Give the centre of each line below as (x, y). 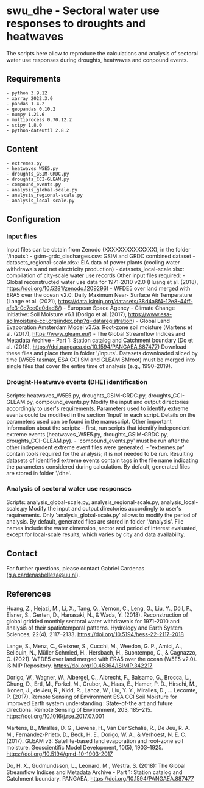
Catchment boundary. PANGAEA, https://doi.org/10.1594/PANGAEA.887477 (100, 779)
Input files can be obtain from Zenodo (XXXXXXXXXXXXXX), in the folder (98, 250)
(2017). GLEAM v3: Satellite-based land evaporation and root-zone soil (95, 741)
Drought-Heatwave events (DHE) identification (77, 382)
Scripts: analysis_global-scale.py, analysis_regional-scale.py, (83, 502)
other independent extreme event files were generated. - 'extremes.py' (95, 447)
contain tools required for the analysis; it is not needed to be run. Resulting (100, 453)
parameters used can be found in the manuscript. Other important (89, 421)
